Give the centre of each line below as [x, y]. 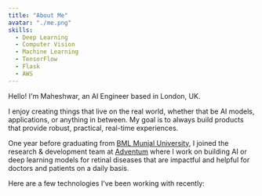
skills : [21, 30]
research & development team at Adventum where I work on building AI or [127, 151]
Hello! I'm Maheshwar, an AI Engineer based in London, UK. [104, 96]
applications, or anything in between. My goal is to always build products [126, 119]
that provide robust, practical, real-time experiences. [93, 128]
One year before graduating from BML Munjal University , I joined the [118, 143]
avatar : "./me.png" [40, 23]
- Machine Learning [47, 52]
